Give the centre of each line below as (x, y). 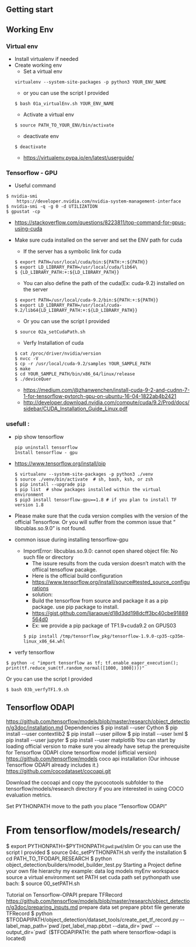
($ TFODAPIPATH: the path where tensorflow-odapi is (113, 932)
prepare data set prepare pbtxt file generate (132, 907)
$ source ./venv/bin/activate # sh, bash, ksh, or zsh (84, 479)
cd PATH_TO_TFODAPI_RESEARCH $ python (59, 859)
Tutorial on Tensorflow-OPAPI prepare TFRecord (64, 895)
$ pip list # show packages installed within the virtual (88, 489)
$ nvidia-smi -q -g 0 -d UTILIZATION (52, 207)
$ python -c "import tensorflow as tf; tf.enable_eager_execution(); (92, 663)
